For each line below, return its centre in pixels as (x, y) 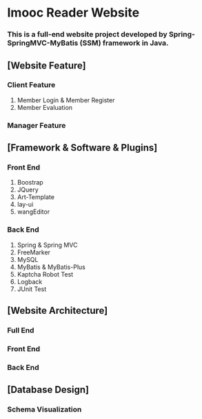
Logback (30, 281)
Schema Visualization (44, 409)
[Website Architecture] (58, 311)
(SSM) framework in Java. (124, 43)
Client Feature (31, 85)
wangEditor (33, 212)
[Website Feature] (47, 65)
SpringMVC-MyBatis (43, 43)
